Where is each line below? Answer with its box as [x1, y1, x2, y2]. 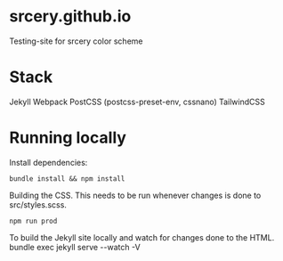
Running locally [9, 127, 127, 148]
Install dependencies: [9, 157, 88, 167]
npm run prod [9, 216, 58, 225]
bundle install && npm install [9, 174, 125, 184]
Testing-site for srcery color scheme [9, 36, 143, 46]
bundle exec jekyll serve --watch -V [9, 241, 141, 252]
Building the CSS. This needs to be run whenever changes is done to [9, 190, 262, 200]
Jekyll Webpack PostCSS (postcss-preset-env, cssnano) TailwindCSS [9, 96, 265, 107]
